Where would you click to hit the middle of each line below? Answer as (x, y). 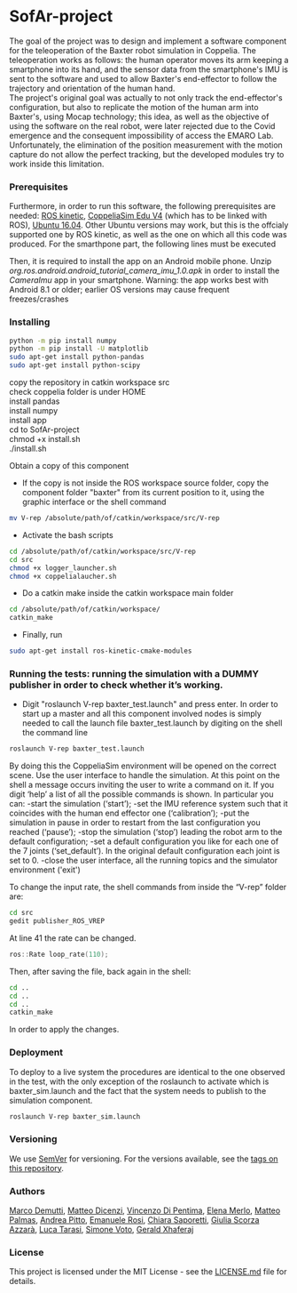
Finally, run (42, 635)
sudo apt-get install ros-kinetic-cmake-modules (101, 651)
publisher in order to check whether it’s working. (116, 685)
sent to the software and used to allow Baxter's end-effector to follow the (143, 78)
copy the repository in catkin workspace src (90, 382)
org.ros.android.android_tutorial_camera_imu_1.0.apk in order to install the (145, 271)
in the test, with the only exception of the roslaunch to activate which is (139, 1081)
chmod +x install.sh (45, 439)
